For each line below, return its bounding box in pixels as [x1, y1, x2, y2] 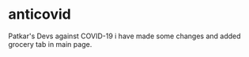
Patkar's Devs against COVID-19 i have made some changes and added [8, 31, 241, 41]
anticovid [8, 5, 71, 23]
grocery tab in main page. [8, 39, 92, 48]
